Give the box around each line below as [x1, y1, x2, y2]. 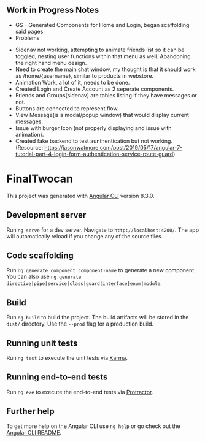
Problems [15, 34, 40, 42]
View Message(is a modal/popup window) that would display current [15, 111, 189, 118]
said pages [15, 28, 44, 35]
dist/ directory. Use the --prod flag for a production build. [6, 320, 153, 327]
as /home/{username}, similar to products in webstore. [15, 72, 154, 79]
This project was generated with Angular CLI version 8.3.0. [6, 192, 155, 199]
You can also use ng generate [6, 273, 82, 281]
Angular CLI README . [6, 429, 62, 436]
